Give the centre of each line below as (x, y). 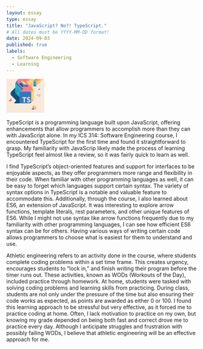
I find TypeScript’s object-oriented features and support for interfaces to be (101, 166)
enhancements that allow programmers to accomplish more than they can (98, 129)
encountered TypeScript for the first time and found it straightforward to (96, 142)
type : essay (21, 19)
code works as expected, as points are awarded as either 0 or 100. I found (99, 301)
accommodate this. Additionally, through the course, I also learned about (97, 199)
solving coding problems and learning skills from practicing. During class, (98, 288)
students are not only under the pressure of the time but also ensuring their (100, 294)
